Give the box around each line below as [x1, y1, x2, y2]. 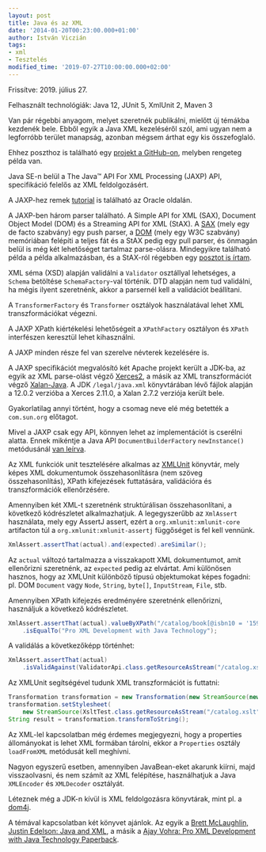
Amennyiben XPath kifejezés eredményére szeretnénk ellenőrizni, [8, 595, 223, 605]
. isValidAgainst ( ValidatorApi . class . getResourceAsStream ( [22, 664, 218, 671]
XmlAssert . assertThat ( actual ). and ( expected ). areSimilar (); [8, 540, 207, 549]
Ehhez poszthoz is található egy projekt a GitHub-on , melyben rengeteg [8, 147, 242, 157]
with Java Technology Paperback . [8, 835, 120, 844]
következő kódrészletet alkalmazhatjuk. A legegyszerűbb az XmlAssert [8, 508, 237, 518]
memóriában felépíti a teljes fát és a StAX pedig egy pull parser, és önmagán [8, 235, 257, 245]
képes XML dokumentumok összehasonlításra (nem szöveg [8, 468, 203, 477]
